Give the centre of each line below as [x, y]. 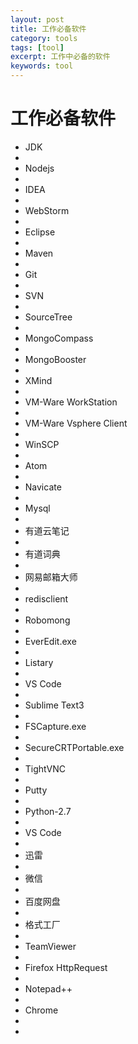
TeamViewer [50, 946]
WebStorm [47, 210]
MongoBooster [55, 359]
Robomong [47, 620]
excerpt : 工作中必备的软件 [60, 57]
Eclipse [40, 232]
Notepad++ [48, 988]
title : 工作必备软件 [48, 29]
